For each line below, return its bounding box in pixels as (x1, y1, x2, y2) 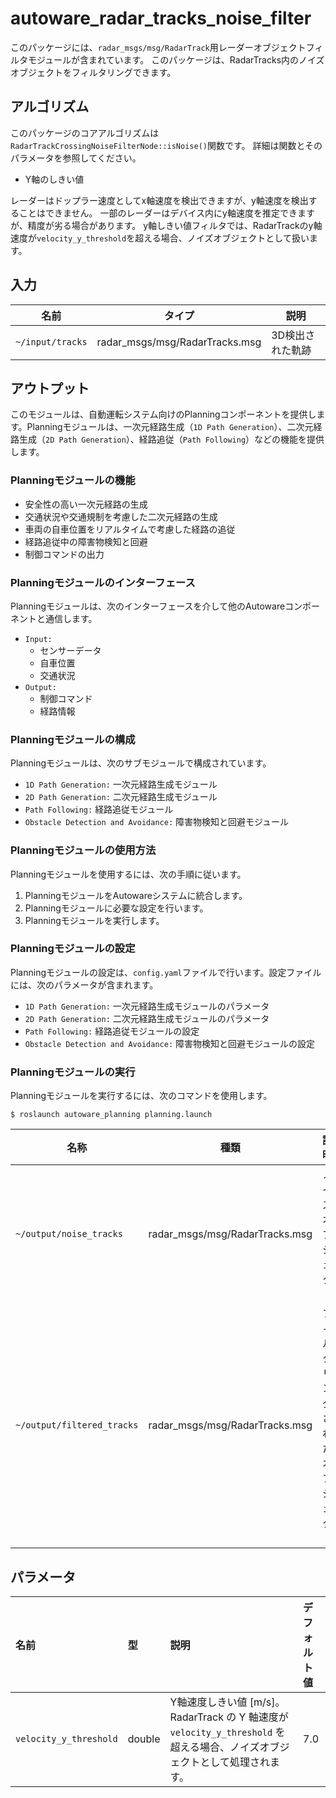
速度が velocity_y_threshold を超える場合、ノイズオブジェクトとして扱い (10, 232, 310, 244)
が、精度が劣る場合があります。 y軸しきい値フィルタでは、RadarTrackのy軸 (10, 219, 323, 231)
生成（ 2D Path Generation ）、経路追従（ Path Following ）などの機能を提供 (18, 433, 325, 446)
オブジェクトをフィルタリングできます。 (10, 66, 177, 78)
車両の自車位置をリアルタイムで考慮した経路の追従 (24, 523, 236, 535)
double (127, 1732, 161, 1746)
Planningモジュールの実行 (10, 1065, 136, 1079)
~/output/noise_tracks (15, 1228, 123, 1240)
